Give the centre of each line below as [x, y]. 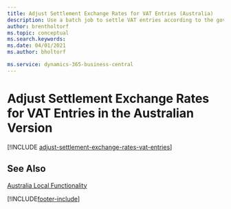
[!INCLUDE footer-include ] [44, 199]
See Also [26, 169]
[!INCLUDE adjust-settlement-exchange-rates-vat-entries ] [90, 147]
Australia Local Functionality [47, 185]
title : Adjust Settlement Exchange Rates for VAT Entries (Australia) [110, 13]
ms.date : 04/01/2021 [37, 46]
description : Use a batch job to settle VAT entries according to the [110, 20]
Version [30, 128]
